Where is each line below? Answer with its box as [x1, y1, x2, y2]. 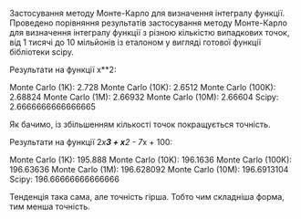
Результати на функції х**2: [9, 64, 117, 75]
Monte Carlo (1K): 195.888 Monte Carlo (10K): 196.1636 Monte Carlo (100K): [9, 154, 292, 165]
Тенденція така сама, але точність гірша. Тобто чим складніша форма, [9, 192, 285, 202]
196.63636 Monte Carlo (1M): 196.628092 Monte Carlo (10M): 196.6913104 [9, 164, 289, 174]
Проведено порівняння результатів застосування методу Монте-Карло [9, 17, 287, 28]
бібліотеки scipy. [9, 47, 75, 57]
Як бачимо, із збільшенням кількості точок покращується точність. [9, 119, 271, 130]
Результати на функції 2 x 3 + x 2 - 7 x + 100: [9, 137, 173, 147]
